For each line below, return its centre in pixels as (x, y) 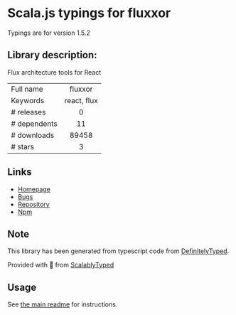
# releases (28, 112)
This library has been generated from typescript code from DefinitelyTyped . (118, 251)
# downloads (33, 135)
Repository (33, 204)
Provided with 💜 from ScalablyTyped (61, 265)
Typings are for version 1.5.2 (49, 33)
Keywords (28, 100)
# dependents (34, 124)
